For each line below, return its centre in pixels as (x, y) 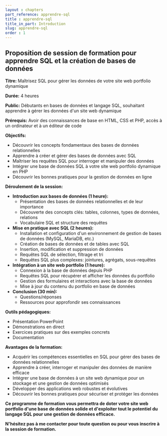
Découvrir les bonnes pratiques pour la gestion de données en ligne (82, 177)
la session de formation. (31, 429)
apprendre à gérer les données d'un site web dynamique (63, 111)
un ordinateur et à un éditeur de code (44, 126)
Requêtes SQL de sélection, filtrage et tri (62, 254)
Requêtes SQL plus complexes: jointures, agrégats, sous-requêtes (88, 259)
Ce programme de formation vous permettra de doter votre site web (77, 403)
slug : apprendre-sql (27, 28)
